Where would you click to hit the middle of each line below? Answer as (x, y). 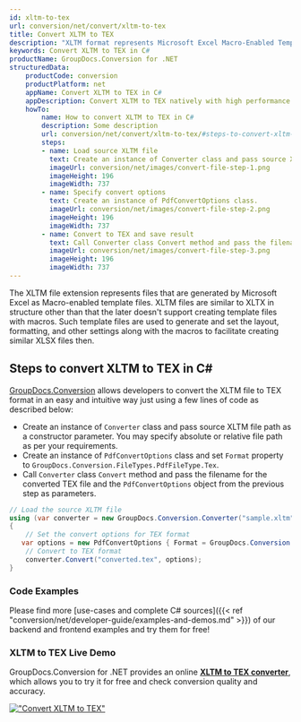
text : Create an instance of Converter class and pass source (168, 159)
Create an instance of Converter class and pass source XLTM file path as (157, 426)
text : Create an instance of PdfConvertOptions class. (153, 201)
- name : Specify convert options (104, 193)
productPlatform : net (65, 84)
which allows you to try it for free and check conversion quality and (133, 682)
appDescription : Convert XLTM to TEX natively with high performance (158, 101)
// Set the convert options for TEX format (108, 535)
